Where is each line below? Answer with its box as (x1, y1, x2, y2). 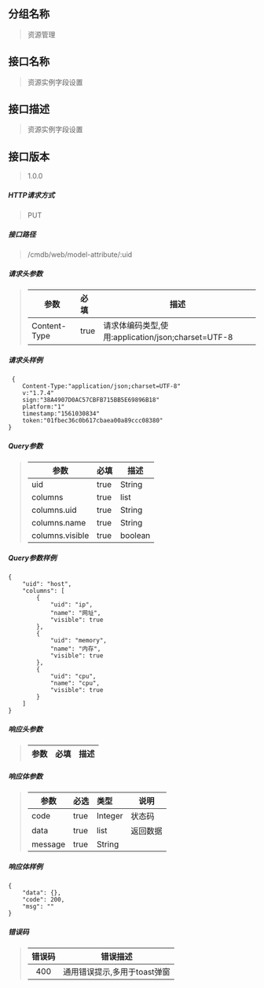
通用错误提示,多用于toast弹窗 (62, 966, 170, 977)
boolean (120, 530, 151, 541)
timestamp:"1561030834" (22, 410, 101, 418)
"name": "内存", (49, 645, 101, 653)
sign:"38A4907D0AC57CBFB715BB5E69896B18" (22, 396, 159, 404)
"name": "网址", (49, 609, 101, 617)
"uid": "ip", (49, 601, 93, 609)
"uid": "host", (22, 580, 72, 588)
